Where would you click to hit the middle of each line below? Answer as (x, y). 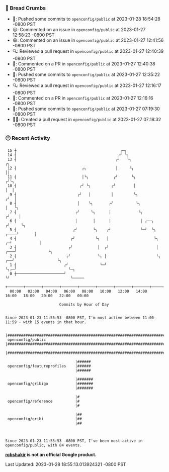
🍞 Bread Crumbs (26, 8)
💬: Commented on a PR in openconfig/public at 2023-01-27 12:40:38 (84, 64)
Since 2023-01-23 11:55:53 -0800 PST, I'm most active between (73, 318)
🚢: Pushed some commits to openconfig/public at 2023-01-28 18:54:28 (87, 19)
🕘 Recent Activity (28, 138)
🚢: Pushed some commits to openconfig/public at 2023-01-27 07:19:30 (86, 109)
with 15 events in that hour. (55, 322)
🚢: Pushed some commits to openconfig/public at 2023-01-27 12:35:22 (86, 74)
